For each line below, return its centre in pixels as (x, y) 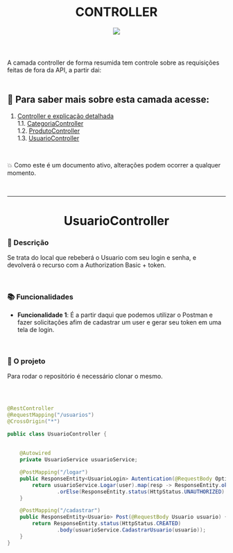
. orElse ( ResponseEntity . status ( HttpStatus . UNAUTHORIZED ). (142, 492)
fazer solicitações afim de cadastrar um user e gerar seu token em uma (119, 322)
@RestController (31, 408)
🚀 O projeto (26, 361)
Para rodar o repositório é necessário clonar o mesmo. (85, 377)
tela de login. (36, 329)
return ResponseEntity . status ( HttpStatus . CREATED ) (107, 524)
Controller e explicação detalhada (66, 116)
